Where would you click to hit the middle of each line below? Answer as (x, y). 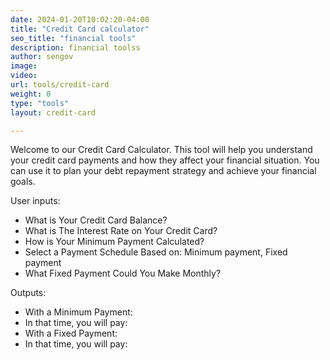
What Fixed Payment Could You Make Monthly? (123, 273)
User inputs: (35, 201)
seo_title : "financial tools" (73, 38)
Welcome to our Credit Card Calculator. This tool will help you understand (161, 150)
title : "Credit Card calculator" (80, 29)
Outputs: (28, 293)
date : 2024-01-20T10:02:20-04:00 (80, 19)
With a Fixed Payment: (71, 333)
